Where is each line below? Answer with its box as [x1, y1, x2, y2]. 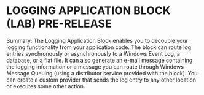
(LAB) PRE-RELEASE [6, 17, 112, 31]
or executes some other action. [6, 82, 85, 89]
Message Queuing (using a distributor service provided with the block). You [6, 69, 198, 77]
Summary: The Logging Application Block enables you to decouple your [6, 37, 189, 44]
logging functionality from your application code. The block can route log [6, 44, 192, 51]
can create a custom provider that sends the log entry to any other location [6, 76, 197, 83]
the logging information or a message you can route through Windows [6, 63, 184, 70]
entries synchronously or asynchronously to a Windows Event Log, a [6, 50, 180, 57]
